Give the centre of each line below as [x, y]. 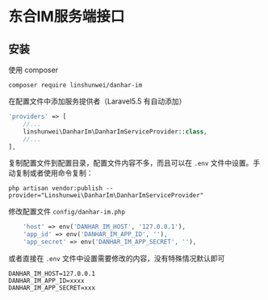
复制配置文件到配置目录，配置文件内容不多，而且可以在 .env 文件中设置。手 [134, 163]
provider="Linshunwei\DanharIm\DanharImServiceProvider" [106, 196]
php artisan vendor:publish [56, 188]
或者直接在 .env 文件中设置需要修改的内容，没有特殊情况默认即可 [117, 258]
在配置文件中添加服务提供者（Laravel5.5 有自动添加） [97, 101]
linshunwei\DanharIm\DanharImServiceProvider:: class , [115, 131]
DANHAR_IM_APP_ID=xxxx [46, 281]
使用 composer [33, 70]
